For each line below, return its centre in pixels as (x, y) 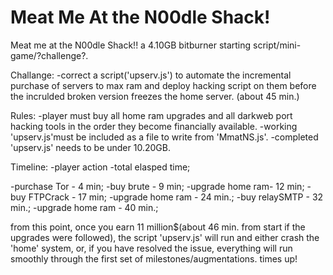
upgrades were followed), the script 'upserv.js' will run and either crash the (165, 237)
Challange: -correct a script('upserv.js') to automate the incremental (151, 75)
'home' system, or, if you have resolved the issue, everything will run (151, 248)
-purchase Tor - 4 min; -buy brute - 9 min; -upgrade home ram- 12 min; (157, 186)
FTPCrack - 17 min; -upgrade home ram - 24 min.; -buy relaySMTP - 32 (176, 197)
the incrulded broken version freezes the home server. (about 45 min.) (155, 96)
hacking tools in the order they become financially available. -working (154, 126)
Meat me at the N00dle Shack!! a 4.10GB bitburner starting (131, 45)
